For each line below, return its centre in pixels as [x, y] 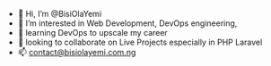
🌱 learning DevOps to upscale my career [92, 33]
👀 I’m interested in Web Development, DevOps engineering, [127, 23]
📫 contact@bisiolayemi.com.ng [77, 52]
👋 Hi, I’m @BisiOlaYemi [60, 14]
